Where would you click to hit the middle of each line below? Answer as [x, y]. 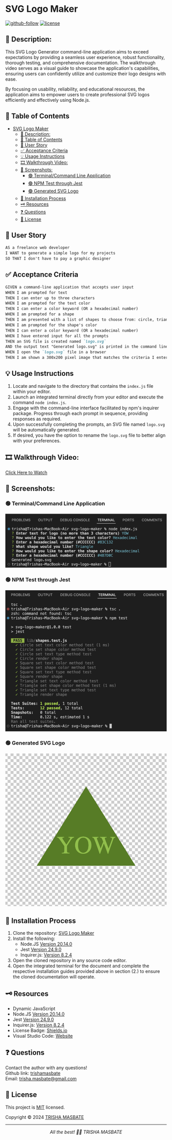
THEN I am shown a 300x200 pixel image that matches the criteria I [80, 358]
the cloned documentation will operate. [54, 977]
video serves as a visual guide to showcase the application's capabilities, [82, 68]
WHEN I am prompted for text [36, 293]
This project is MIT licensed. [35, 1107]
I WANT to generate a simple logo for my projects [60, 253]
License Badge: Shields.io [40, 1030]
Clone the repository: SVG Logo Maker [53, 933]
